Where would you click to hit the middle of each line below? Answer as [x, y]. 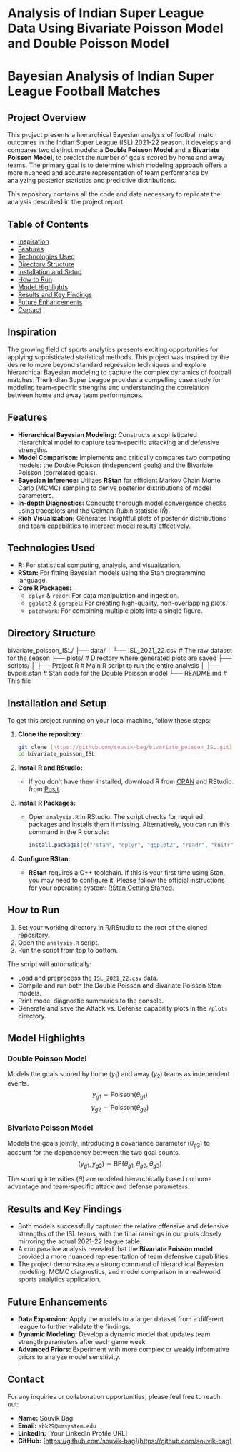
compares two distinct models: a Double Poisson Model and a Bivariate [114, 150]
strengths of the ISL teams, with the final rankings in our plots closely [119, 1234]
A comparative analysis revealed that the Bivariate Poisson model [115, 1249]
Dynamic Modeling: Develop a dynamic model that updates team [114, 1334]
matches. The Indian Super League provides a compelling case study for [114, 379]
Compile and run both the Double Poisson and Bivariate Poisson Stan [119, 985]
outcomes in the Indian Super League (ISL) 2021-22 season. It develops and [119, 142]
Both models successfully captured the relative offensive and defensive [123, 1226]
